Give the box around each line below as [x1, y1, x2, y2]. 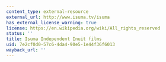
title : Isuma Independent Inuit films [6, 36, 102, 42]
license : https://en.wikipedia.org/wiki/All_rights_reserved [6, 25, 161, 31]
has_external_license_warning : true [6, 19, 97, 25]
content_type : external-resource [6, 8, 89, 15]
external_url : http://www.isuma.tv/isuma [6, 14, 110, 20]
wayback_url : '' [6, 47, 46, 53]
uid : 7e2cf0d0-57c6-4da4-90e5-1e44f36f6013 [6, 42, 116, 48]
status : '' [6, 31, 33, 37]
